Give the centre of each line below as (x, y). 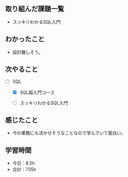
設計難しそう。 (28, 52)
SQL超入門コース (37, 92)
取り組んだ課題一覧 (35, 9)
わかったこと (25, 39)
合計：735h (24, 170)
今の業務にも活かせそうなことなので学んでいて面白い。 (69, 133)
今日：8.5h (23, 163)
